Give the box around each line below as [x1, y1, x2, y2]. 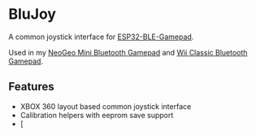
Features [8, 80, 54, 94]
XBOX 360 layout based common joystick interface [20, 101, 192, 111]
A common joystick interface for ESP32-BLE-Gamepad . [8, 32, 194, 42]
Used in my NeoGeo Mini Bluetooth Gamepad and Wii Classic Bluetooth [8, 47, 248, 57]
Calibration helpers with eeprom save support [20, 110, 174, 120]
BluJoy [8, 5, 57, 24]
